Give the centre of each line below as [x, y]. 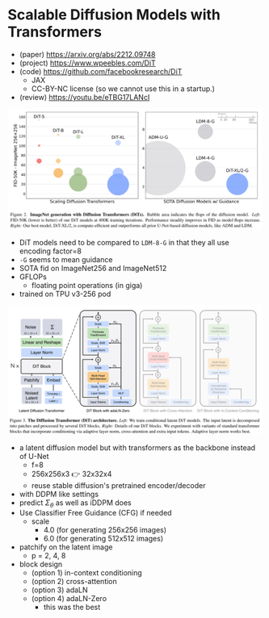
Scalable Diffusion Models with [114, 15]
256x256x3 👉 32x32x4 [71, 474]
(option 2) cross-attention [74, 582]
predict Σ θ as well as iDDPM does [76, 503]
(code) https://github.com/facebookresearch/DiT [101, 71]
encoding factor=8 [50, 251]
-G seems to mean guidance [66, 259]
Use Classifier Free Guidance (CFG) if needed [95, 513]
